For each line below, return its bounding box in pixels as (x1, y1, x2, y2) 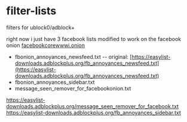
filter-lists (6, 4, 57, 18)
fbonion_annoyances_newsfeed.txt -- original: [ (14, 53, 132, 60)
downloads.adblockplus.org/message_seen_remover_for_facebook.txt (6, 102, 179, 110)
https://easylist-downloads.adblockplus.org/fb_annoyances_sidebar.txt (6, 109, 181, 116)
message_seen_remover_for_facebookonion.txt (14, 85, 131, 92)
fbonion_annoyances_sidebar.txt (14, 79, 95, 86)
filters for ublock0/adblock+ (6, 24, 75, 31)
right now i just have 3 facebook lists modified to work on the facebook (6, 35, 181, 42)
